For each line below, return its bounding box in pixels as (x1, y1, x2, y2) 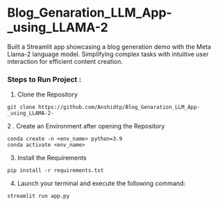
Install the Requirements (17, 154, 87, 162)
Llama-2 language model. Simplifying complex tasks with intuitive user (7, 50, 209, 58)
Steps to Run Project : (7, 74, 82, 84)
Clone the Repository (17, 90, 78, 98)
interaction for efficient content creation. (7, 57, 123, 65)
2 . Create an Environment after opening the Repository (7, 122, 165, 130)
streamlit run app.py (7, 193, 70, 200)
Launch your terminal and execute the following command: (17, 179, 186, 188)
